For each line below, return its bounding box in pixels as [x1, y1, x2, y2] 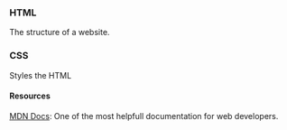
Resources [9, 90, 51, 101]
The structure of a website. [9, 27, 110, 38]
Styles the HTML [9, 70, 72, 80]
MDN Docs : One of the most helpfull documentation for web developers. [9, 110, 279, 121]
